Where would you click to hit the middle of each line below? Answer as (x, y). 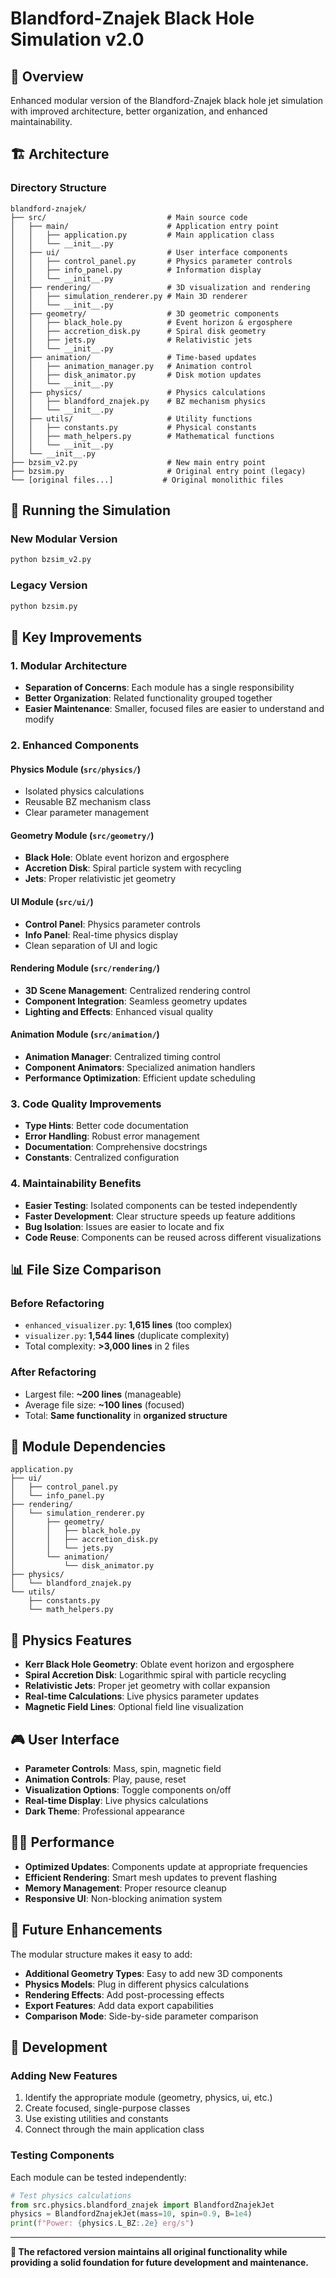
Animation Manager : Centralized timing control (122, 1057)
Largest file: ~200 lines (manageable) (103, 1394)
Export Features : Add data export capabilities (119, 2005)
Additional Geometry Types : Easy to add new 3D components (153, 1973)
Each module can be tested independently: (98, 2177)
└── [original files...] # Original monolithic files (147, 480)
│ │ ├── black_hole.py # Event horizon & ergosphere (151, 322)
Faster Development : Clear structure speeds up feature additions (160, 1216)
